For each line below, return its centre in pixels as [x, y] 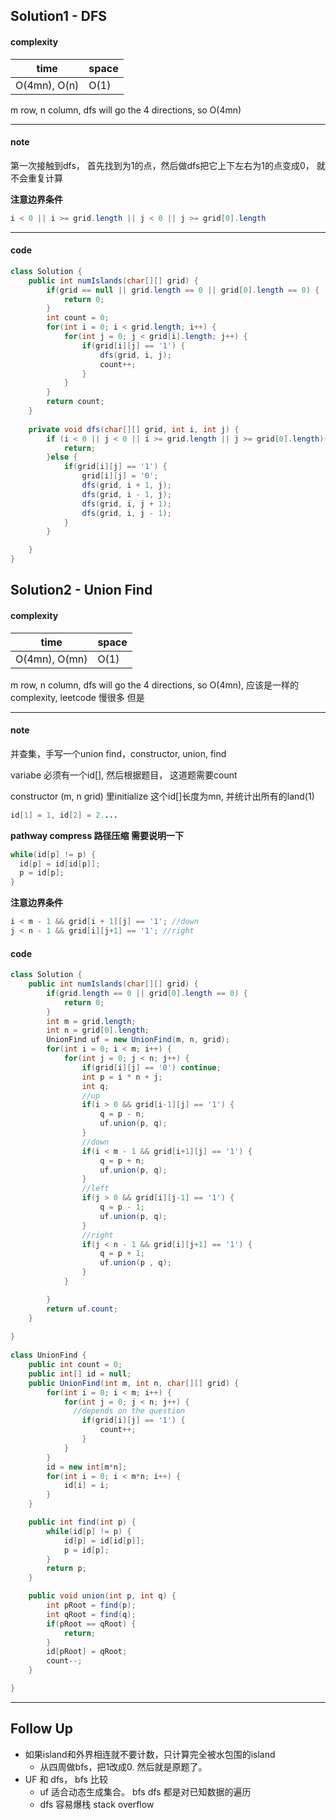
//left [95, 1189]
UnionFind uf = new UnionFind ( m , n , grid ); [138, 1040]
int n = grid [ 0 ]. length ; [98, 1030]
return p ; [66, 1569]
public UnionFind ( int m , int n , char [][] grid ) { [134, 1383]
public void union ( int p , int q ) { [102, 1596]
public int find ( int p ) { [82, 1522]
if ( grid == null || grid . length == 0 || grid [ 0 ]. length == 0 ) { [183, 290]
